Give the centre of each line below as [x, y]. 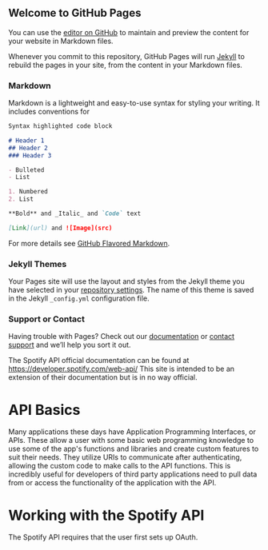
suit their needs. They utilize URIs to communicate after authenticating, [125, 457]
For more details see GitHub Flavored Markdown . [89, 243]
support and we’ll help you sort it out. [70, 345]
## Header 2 [28, 148]
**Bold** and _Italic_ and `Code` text [75, 214]
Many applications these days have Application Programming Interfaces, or [132, 432]
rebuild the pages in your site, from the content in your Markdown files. [125, 65]
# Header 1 [26, 140]
